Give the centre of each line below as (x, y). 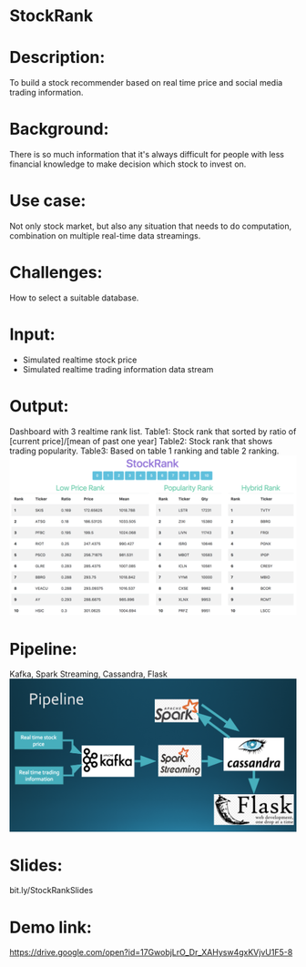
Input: (32, 335)
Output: (39, 407)
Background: (59, 129)
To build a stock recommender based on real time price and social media (146, 83)
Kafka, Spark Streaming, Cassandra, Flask (89, 674)
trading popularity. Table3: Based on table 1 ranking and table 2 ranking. (144, 451)
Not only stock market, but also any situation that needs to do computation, (151, 226)
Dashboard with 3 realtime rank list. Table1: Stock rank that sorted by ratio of (153, 431)
